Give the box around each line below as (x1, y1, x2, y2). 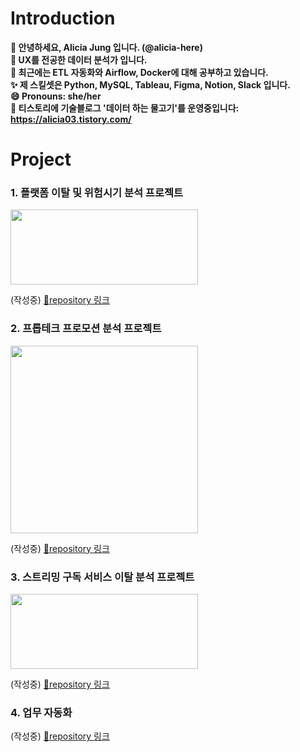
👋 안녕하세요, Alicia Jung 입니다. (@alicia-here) (10, 41, 203, 53)
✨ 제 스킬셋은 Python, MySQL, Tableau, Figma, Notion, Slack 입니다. (10, 78, 291, 91)
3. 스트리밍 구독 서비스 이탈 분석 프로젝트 (10, 570, 195, 584)
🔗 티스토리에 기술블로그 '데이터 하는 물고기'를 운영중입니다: (10, 102, 240, 114)
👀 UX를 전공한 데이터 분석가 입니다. (10, 53, 148, 66)
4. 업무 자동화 (10, 705, 73, 719)
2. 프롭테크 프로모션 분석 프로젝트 (10, 322, 162, 336)
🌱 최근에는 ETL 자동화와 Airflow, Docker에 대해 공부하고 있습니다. (10, 66, 269, 78)
